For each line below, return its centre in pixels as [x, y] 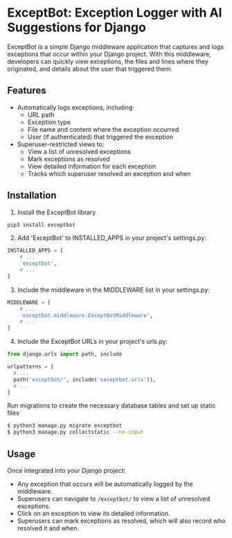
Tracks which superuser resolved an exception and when [109, 173]
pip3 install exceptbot [42, 225]
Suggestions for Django [77, 27]
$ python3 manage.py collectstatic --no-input [75, 432]
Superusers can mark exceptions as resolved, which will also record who [121, 521]
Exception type [49, 122]
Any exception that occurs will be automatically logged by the [105, 484]
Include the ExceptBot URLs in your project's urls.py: [92, 342]
